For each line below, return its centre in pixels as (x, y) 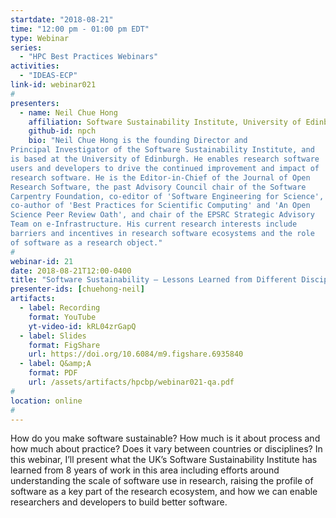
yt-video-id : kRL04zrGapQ (82, 326)
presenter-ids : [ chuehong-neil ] (77, 289)
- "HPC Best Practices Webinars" (89, 57)
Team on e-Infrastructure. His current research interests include (154, 224)
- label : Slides (53, 336)
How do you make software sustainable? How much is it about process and (165, 438)
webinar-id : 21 (42, 261)
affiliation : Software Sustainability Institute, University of (165, 122)
